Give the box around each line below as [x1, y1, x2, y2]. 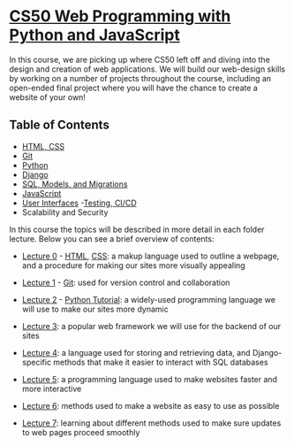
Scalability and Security [21, 206, 109, 218]
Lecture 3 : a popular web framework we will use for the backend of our [21, 320, 281, 331]
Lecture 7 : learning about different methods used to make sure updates [21, 418, 282, 428]
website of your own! [9, 91, 87, 103]
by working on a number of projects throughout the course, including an [9, 73, 272, 83]
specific [21, 357, 51, 367]
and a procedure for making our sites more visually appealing [21, 259, 245, 271]
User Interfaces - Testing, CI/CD [21, 197, 137, 208]
